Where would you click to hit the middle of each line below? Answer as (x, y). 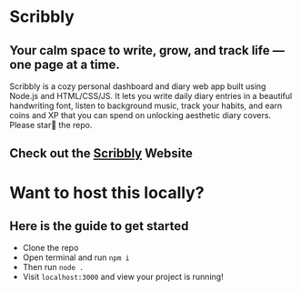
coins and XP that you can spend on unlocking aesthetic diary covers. (140, 115)
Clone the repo (50, 248)
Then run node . (53, 267)
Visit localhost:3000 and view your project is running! (123, 277)
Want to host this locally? (107, 192)
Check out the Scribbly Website (101, 153)
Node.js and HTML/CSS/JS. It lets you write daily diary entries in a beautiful (151, 96)
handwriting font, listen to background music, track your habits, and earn (146, 105)
